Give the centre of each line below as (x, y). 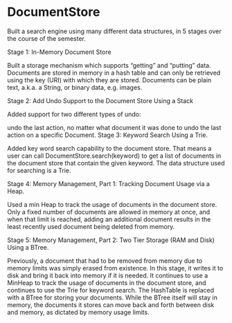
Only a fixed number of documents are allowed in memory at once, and (109, 212)
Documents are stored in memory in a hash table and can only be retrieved (114, 73)
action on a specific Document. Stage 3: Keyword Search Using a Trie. (107, 135)
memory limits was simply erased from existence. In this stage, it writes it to (115, 268)
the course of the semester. (47, 38)
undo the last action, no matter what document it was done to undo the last (114, 127)
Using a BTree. (28, 247)
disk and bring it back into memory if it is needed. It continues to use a (108, 275)
